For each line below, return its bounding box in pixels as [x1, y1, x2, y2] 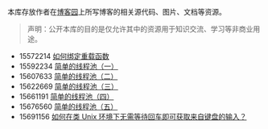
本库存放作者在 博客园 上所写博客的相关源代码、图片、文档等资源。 [7, 7, 226, 16]
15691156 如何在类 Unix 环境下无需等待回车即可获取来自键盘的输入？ [19, 112, 247, 121]
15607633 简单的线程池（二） [19, 72, 118, 81]
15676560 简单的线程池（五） [19, 102, 118, 111]
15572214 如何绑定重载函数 [19, 52, 109, 60]
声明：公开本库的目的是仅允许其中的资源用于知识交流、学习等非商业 [27, 24, 254, 34]
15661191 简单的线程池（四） [19, 92, 114, 101]
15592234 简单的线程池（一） [19, 61, 118, 71]
